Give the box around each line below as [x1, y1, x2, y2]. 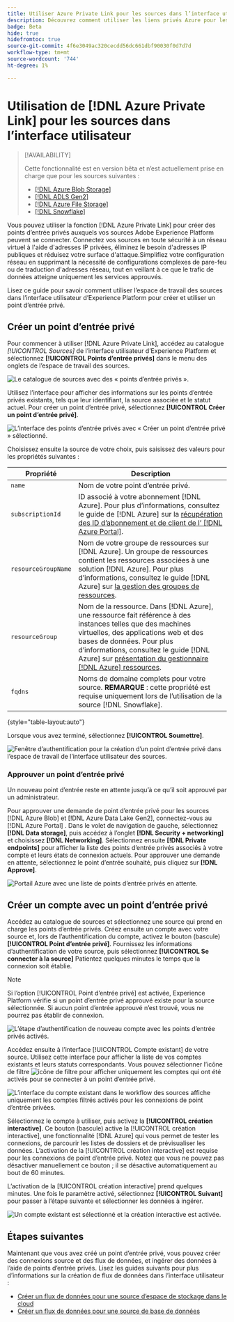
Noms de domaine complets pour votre [78, 674, 206, 684]
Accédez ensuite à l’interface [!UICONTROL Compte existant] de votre [7, 1046, 209, 1054]
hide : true [7, 29, 39, 37]
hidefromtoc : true [7, 36, 61, 43]
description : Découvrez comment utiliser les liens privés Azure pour [7, 17, 217, 24]
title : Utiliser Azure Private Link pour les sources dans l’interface [7, 10, 219, 17]
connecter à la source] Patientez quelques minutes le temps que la [7, 954, 201, 963]
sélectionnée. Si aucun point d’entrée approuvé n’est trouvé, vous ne [7, 1004, 204, 1012]
